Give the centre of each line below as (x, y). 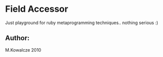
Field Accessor (37, 9)
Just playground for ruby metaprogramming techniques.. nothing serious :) (82, 23)
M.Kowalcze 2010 (23, 50)
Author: (17, 38)
